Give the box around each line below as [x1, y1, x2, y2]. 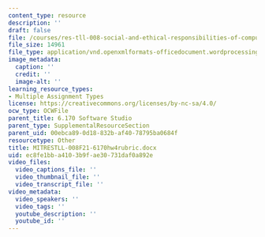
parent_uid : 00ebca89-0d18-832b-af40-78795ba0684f [8, 129, 178, 137]
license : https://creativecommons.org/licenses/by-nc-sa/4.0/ [8, 100, 217, 107]
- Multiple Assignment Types [8, 92, 104, 100]
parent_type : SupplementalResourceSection [8, 122, 150, 130]
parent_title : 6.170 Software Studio [8, 115, 132, 122]
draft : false [8, 26, 51, 34]
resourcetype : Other [8, 136, 77, 145]
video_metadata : [8, 187, 62, 196]
